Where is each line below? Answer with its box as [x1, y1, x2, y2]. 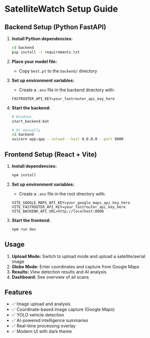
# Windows [11, 114, 32, 119]
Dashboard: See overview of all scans [11, 274, 89, 280]
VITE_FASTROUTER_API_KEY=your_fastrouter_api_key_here [11, 204, 126, 209]
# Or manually [11, 128, 41, 133]
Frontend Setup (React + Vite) [4, 150, 97, 159]
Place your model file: [11, 59, 57, 64]
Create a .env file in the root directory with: [19, 191, 106, 197]
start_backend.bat [11, 119, 49, 124]
